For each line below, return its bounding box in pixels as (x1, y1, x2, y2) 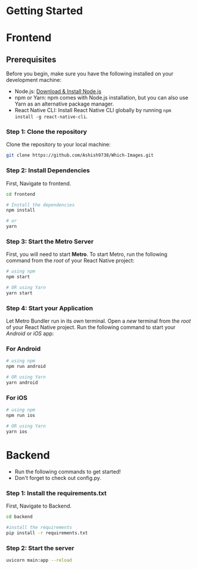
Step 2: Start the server (6, 544, 75, 552)
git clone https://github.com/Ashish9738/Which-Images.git (6, 152, 154, 159)
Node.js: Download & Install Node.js (14, 88, 102, 95)
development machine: (6, 77, 62, 84)
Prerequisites (6, 54, 56, 64)
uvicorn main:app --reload (6, 557, 72, 563)
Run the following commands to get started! (14, 468, 121, 475)
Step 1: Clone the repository (6, 128, 87, 136)
